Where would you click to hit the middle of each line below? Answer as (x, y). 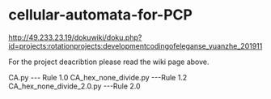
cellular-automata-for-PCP (100, 15)
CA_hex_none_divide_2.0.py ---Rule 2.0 (74, 86)
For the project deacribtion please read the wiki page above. (109, 62)
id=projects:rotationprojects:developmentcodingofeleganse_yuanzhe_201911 (135, 45)
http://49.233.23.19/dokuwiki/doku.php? (75, 37)
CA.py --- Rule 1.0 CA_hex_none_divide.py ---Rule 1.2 (98, 77)
